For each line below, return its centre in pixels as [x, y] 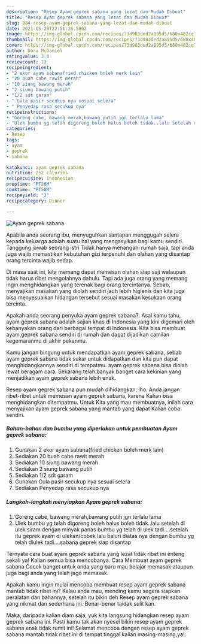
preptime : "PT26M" [29, 184]
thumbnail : [20, 40]
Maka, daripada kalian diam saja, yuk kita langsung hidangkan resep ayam [98, 615]
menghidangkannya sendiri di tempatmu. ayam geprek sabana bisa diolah [97, 365]
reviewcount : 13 [26, 62]
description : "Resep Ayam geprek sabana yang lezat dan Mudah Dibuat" [96, 12]
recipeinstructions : [32, 112]
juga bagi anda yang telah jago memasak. [57, 573]
